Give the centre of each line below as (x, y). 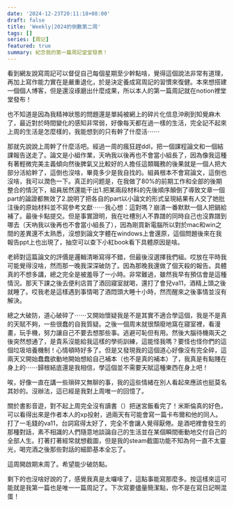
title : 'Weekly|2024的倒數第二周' (54, 26)
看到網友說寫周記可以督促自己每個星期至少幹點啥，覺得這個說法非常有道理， (117, 73)
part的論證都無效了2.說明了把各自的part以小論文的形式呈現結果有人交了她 (113, 198)
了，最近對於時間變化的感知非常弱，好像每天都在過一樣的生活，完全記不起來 (117, 123)
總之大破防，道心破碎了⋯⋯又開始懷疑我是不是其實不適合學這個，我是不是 (114, 315)
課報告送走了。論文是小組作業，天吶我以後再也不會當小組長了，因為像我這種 (117, 155)
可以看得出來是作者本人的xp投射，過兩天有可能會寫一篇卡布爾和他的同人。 (115, 414)
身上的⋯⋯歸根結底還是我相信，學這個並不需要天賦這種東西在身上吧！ (108, 367)
